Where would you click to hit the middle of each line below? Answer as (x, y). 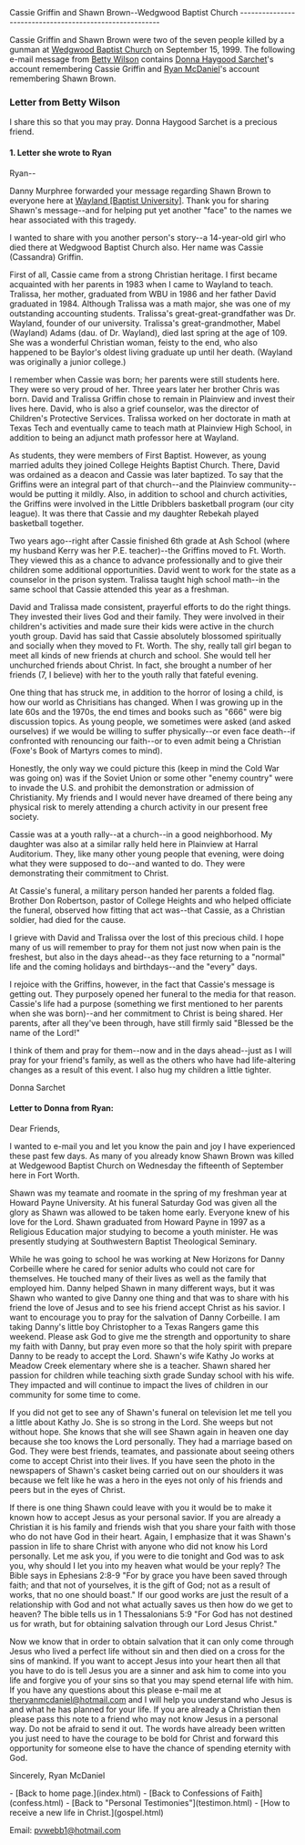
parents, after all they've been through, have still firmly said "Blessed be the (152, 1022)
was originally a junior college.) (68, 361)
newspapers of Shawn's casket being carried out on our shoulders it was (147, 1470)
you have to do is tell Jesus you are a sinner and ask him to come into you (148, 1670)
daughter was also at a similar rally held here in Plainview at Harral (134, 844)
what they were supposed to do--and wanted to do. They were (127, 863)
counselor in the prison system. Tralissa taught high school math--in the (145, 579)
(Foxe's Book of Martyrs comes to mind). (86, 751)
